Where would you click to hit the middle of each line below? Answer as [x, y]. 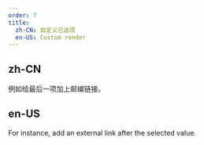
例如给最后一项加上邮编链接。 [56, 89]
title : [19, 23]
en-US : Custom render [51, 37]
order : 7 [22, 15]
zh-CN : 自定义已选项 [45, 30]
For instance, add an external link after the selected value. [102, 132]
